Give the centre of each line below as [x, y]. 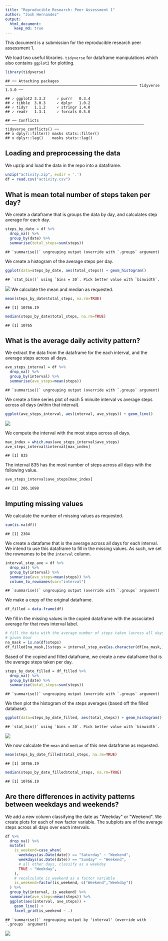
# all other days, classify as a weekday [62, 864]
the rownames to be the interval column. [48, 554]
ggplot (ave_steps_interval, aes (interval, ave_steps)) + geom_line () [79, 414]
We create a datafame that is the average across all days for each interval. [82, 543]
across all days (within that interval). [42, 404]
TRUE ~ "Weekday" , [37, 869]
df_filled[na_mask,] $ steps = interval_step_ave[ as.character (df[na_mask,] [85, 647]
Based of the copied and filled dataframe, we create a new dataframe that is [83, 656]
